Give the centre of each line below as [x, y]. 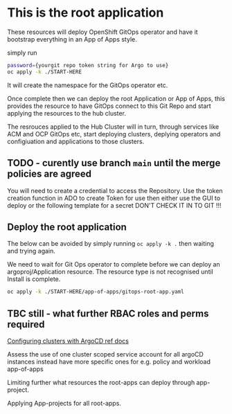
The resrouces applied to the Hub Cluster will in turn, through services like [113, 127]
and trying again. [31, 251]
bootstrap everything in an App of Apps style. [72, 39]
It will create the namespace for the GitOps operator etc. [88, 85]
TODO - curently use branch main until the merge [114, 163]
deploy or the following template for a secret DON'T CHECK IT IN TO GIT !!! [114, 205]
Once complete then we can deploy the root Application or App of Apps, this [116, 98]
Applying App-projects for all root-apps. [64, 403]
